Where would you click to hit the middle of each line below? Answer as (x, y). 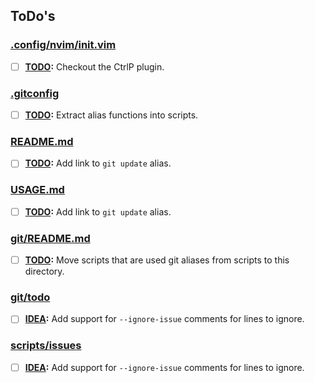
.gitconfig (35, 93)
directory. (44, 271)
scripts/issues (46, 346)
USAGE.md (37, 190)
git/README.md (50, 238)
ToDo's (33, 16)
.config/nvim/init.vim (63, 45)
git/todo (30, 297)
